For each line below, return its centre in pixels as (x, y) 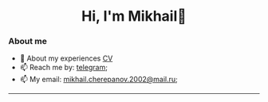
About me (28, 41)
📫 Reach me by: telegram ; (63, 68)
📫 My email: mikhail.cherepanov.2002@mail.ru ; (99, 80)
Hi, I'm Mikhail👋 (134, 16)
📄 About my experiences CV (66, 58)
